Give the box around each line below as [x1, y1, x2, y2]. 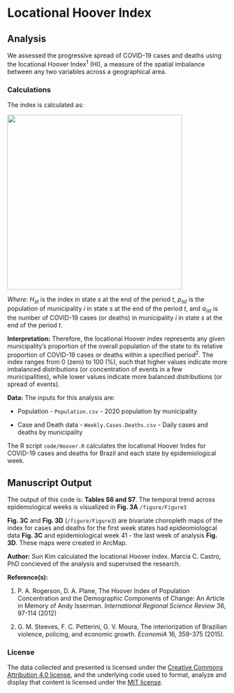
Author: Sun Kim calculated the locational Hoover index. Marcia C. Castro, [7, 552, 221, 561]
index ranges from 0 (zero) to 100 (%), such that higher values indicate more [7, 358, 228, 366]
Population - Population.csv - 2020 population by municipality [17, 407, 198, 415]
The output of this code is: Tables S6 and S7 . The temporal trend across [7, 495, 215, 504]
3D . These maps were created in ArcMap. [7, 538, 128, 547]
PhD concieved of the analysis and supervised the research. [7, 559, 181, 568]
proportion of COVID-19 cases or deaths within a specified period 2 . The [7, 349, 214, 359]
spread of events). [7, 380, 61, 389]
